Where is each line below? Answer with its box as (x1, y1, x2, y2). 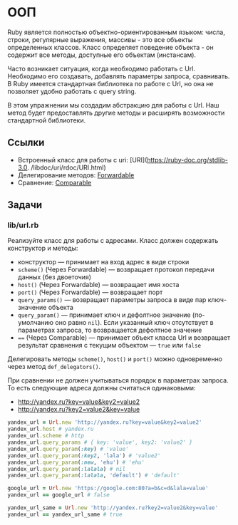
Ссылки (7, 137, 45, 149)
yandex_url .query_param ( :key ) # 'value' (7, 445, 130, 452)
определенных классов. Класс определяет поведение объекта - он (7, 43, 214, 51)
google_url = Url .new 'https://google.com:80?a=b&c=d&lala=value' (7, 485, 209, 492)
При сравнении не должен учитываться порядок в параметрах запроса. (7, 376, 229, 385)
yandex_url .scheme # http (7, 432, 84, 440)
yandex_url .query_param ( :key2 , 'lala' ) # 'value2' (7, 452, 161, 459)
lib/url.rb (7, 220, 39, 230)
